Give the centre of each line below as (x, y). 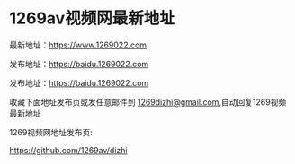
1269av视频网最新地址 (92, 18)
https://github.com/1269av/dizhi (68, 150)
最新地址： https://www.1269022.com (78, 45)
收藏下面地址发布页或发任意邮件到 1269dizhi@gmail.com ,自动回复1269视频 (148, 102)
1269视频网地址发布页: (51, 132)
